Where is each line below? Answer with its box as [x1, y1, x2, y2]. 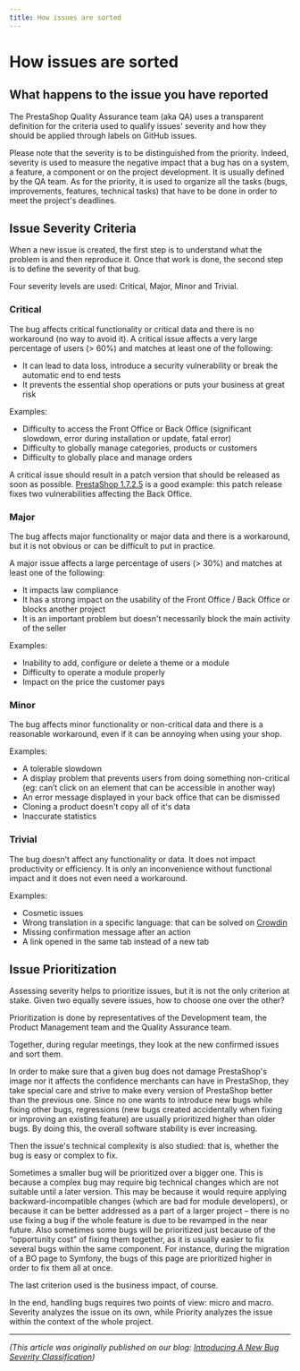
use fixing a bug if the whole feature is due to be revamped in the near [9, 1215, 268, 1226]
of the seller [21, 623, 67, 634]
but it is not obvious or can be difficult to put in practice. [9, 541, 216, 552]
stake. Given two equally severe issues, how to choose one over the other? [9, 995, 285, 1006]
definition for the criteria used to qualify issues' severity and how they [9, 120, 267, 131]
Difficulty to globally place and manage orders [21, 451, 193, 462]
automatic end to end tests [21, 369, 121, 381]
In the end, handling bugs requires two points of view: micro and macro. [9, 1298, 274, 1308]
